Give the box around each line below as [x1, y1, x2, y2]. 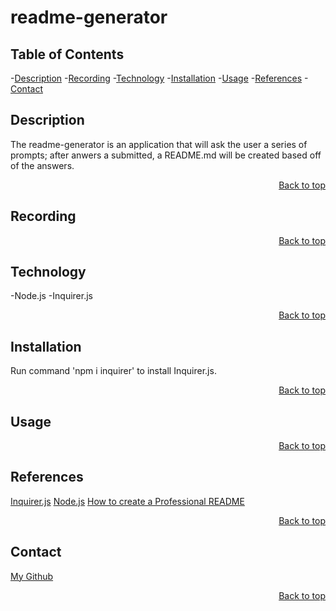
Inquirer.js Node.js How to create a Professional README [10, 495, 245, 507]
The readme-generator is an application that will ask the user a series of [10, 138, 308, 150]
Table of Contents [10, 46, 125, 63]
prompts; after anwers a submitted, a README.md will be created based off [10, 149, 322, 161]
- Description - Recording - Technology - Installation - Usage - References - [10, 72, 309, 84]
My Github [10, 570, 54, 582]
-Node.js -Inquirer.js [10, 290, 93, 302]
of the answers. [10, 159, 75, 171]
